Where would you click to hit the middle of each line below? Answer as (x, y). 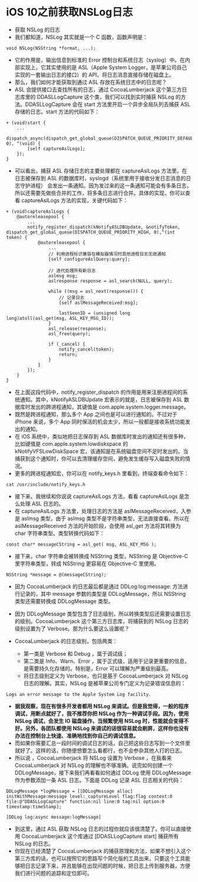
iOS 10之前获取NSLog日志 (70, 12)
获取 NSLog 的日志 (37, 30)
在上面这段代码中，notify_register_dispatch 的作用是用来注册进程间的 (98, 392)
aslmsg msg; (63, 275)
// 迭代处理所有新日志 (72, 270)
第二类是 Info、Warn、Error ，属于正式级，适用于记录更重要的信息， (106, 661)
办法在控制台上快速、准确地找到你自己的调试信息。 (77, 735)
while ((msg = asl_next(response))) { (96, 291)
